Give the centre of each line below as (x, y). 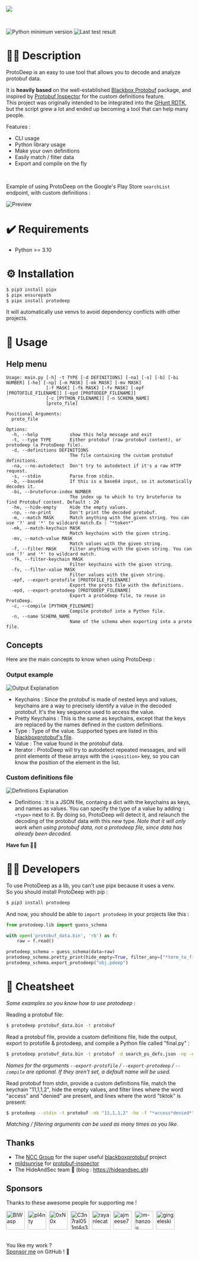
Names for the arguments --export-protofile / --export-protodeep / (90, 1065)
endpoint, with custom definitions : (48, 192)
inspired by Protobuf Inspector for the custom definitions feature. (86, 96)
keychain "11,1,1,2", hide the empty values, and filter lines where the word (95, 1090)
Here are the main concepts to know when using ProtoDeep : (81, 659)
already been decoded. (43, 833)
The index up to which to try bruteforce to (126, 497)
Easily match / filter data (44, 157)
